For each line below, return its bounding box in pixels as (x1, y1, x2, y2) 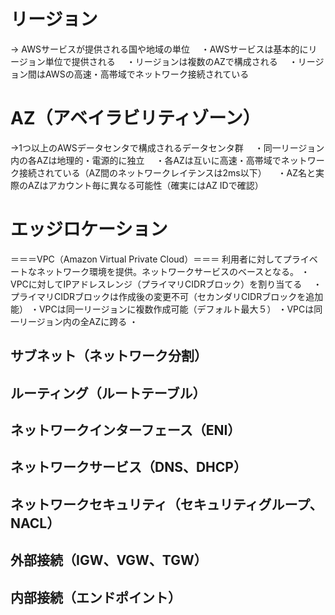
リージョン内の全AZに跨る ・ (18, 315, 139, 327)
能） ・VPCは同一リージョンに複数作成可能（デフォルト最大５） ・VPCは (10, 303, 315, 315)
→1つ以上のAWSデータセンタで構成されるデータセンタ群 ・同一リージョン (10, 141, 325, 154)
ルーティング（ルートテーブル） (10, 385, 207, 402)
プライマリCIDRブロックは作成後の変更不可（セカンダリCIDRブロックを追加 (10, 290, 324, 302)
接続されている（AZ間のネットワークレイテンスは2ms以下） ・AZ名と (18, 166, 317, 179)
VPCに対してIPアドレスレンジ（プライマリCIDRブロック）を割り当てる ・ (10, 278, 323, 290)
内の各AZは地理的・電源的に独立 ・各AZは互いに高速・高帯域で (10, 154, 282, 166)
